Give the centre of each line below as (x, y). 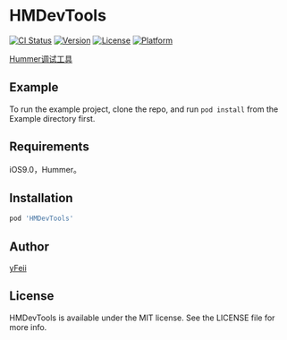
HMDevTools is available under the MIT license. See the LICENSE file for (142, 318)
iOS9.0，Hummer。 (46, 169)
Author (29, 246)
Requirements (49, 147)
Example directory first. (52, 118)
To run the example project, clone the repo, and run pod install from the (144, 109)
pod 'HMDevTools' (42, 219)
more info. (28, 327)
